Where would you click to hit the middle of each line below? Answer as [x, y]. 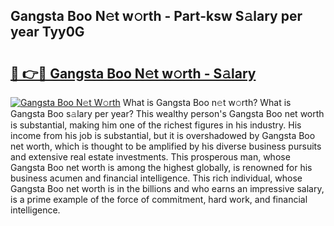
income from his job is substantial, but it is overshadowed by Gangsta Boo [163, 135]
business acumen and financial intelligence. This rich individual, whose [156, 178]
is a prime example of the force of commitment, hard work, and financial [159, 199]
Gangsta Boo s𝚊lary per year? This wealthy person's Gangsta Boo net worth [167, 113]
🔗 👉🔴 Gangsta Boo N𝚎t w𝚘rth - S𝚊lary [133, 73]
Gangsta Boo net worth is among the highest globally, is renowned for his [161, 167]
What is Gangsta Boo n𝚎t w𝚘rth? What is [207, 102]
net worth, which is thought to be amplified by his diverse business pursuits [166, 146]
